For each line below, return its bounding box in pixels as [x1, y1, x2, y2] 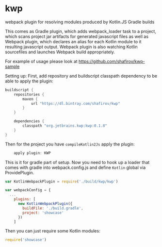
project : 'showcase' [22, 210, 64, 215]
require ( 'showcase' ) [5, 237, 47, 243]
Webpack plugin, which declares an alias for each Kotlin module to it [5, 38, 142, 44]
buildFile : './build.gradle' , [22, 206, 83, 211]
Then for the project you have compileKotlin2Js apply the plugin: [5, 141, 135, 147]
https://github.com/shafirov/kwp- [78, 58, 145, 64]
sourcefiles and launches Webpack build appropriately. [5, 49, 115, 55]
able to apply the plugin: [5, 78, 53, 84]
